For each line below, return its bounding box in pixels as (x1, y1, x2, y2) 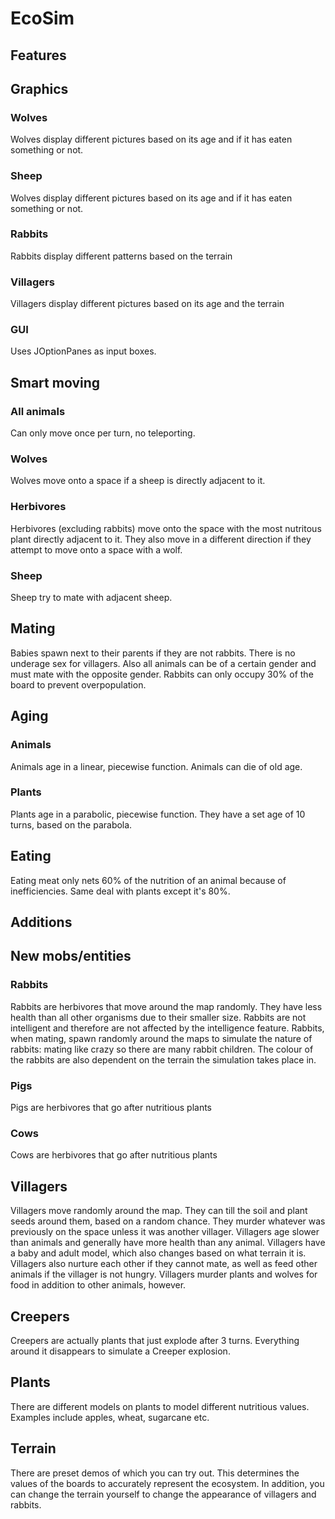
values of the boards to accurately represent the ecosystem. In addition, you (10, 1477, 325, 1489)
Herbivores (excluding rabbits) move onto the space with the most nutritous (10, 522, 322, 534)
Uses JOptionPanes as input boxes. (10, 345, 157, 357)
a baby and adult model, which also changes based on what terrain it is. (10, 1247, 307, 1259)
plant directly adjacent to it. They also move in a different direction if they (10, 533, 312, 545)
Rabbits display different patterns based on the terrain (10, 250, 233, 262)
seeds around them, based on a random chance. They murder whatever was (10, 1215, 326, 1227)
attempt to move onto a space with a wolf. (10, 543, 183, 556)
